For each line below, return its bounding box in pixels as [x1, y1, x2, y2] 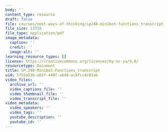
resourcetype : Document [5, 63, 55, 68]
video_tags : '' [10, 110, 42, 115]
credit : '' [10, 45, 33, 50]
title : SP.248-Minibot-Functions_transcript [5, 68, 100, 73]
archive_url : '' [10, 82, 44, 87]
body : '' [5, 7, 24, 13]
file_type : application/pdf [5, 31, 65, 36]
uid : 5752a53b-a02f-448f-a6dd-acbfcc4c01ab [5, 73, 98, 78]
